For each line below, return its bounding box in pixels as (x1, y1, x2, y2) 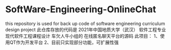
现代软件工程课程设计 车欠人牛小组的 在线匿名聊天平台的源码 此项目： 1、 (5, 33, 160, 39)
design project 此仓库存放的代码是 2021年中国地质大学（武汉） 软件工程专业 (5, 27, 166, 33)
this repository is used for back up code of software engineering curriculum (5, 20, 165, 27)
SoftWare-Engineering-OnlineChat (5, 4, 156, 15)
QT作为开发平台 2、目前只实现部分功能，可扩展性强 (9, 39, 119, 45)
